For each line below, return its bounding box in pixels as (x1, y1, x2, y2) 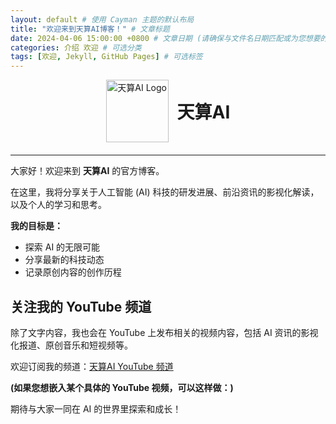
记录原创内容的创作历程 (24, 266, 122, 278)
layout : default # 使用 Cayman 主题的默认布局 (10, 14, 195, 25)
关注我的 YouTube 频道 (10, 298, 152, 315)
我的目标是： (10, 220, 63, 232)
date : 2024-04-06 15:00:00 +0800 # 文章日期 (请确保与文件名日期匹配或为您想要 (10, 33, 321, 43)
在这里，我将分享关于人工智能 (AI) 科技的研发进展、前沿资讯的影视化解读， (10, 186, 320, 198)
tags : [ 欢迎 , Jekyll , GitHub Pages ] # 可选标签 (10, 52, 203, 62)
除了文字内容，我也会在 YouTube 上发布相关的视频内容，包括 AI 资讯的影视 (10, 326, 319, 338)
